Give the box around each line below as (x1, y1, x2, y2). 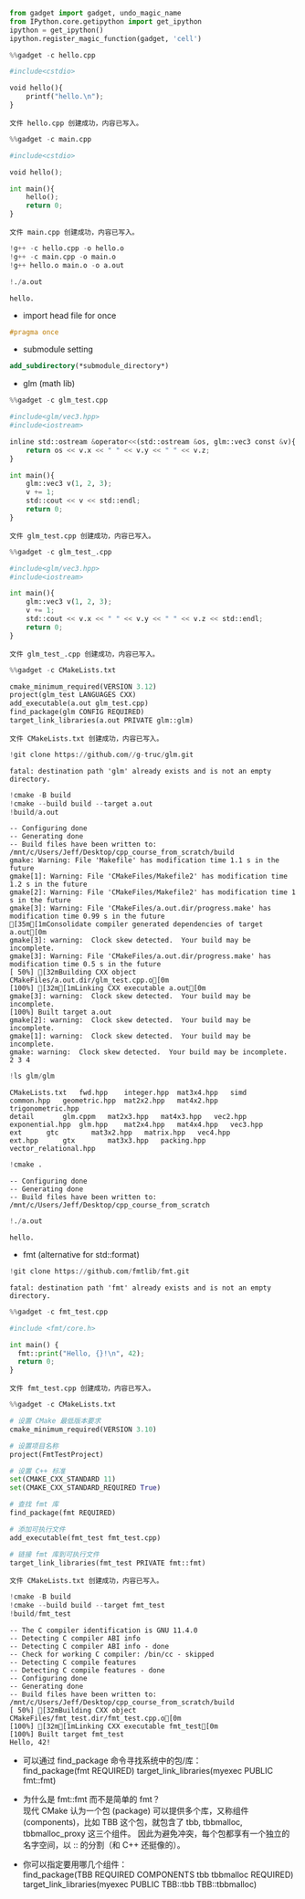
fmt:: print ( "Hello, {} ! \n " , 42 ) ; (17, 1348, 145, 1358)
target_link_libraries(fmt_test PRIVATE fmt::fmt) (9, 1558, 206, 1567)
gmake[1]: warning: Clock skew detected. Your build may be (9, 1032, 251, 1041)
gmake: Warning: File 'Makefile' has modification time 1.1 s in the (9, 856, 280, 865)
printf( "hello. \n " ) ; (26, 92, 104, 101)
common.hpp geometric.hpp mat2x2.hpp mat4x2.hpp (9, 1096, 219, 1105)
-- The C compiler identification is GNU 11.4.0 (9, 1626, 198, 1635)
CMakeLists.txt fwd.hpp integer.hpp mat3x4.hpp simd (9, 1088, 247, 1098)
